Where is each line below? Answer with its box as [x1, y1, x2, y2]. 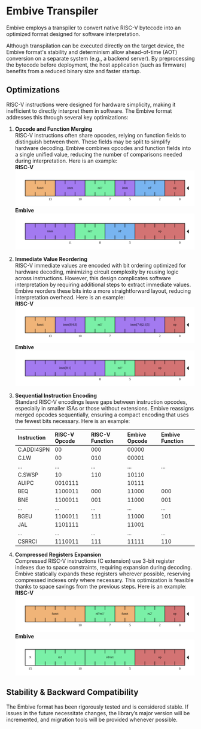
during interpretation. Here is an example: [14, 157, 118, 164]
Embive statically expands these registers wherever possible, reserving [14, 570, 191, 577]
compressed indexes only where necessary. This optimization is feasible [14, 577, 194, 584]
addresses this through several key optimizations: [6, 113, 129, 121]
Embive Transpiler [6, 4, 99, 18]
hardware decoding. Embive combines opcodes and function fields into [14, 144, 191, 151]
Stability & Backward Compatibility [6, 687, 139, 697]
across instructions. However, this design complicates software [14, 275, 172, 282]
